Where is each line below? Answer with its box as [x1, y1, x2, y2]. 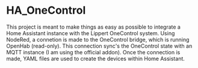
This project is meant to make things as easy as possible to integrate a [6, 23, 181, 30]
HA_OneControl [6, 4, 86, 17]
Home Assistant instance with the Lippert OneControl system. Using [6, 29, 175, 36]
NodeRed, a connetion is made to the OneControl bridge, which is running [6, 36, 190, 43]
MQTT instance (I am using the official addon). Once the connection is [6, 48, 181, 55]
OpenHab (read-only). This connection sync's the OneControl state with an [6, 42, 193, 50]
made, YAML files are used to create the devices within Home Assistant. [6, 55, 185, 62]
